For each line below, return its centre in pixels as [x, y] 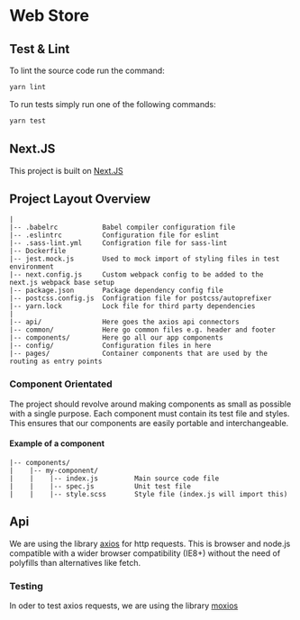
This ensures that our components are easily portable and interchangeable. [149, 423]
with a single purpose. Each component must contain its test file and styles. [150, 413]
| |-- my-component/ [54, 470]
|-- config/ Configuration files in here [110, 346]
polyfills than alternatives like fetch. [75, 562]
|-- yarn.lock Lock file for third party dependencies [132, 306]
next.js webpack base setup [62, 283]
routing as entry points [56, 361]
